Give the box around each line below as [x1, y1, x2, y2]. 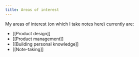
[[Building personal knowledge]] [12, 41, 79, 47]
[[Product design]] [12, 30, 51, 36]
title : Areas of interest [5, 7, 59, 12]
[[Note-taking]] [12, 46, 44, 52]
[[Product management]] [12, 36, 64, 42]
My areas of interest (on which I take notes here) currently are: [5, 21, 134, 27]
